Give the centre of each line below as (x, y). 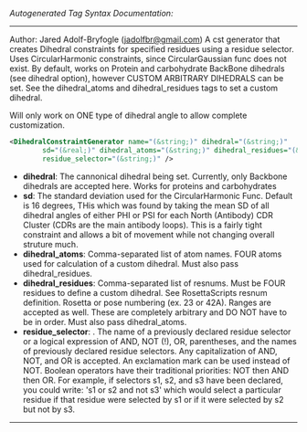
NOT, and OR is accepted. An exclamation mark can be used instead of (156, 361)
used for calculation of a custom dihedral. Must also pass (131, 263)
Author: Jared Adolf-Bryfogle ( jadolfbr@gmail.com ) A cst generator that (145, 39)
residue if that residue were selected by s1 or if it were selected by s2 (153, 399)
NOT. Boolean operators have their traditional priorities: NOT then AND (156, 370)
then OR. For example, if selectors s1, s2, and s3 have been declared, (153, 380)
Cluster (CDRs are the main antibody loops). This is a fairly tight (143, 225)
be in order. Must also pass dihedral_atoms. (105, 321)
